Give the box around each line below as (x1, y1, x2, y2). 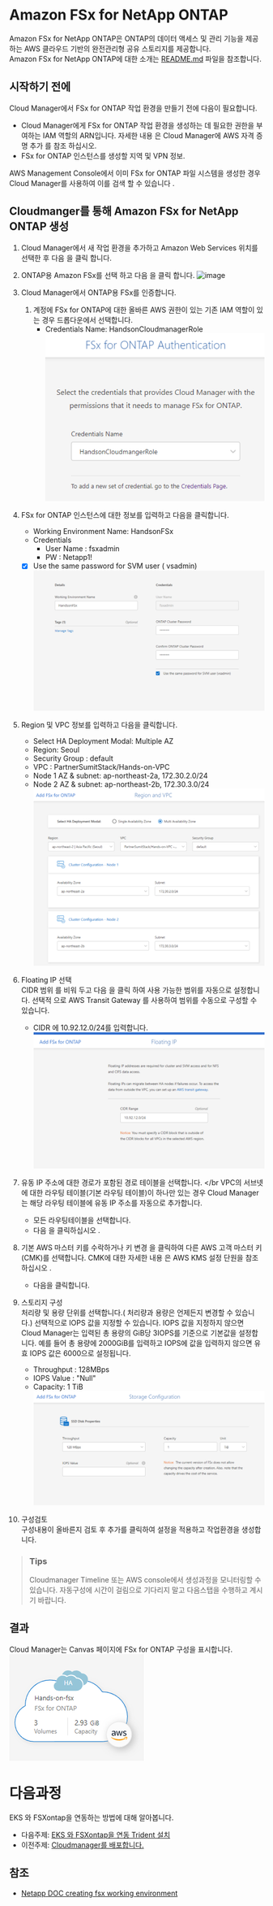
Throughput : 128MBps (32, 1364, 110, 1374)
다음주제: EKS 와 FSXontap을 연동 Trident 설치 (20, 1830, 171, 1839)
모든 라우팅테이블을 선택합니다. (32, 1215, 131, 1225)
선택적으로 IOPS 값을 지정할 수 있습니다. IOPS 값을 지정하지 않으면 (34, 1318, 245, 1327)
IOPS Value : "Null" (32, 1373, 96, 1383)
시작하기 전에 (9, 80, 71, 94)
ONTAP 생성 (9, 219, 70, 233)
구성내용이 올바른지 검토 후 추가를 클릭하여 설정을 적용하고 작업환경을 (20, 1524, 240, 1534)
